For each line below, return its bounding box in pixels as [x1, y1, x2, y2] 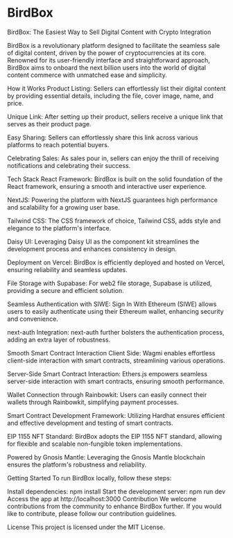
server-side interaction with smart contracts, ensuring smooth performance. [7, 377, 225, 385]
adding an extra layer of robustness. [7, 335, 111, 344]
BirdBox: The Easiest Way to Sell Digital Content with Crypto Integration [7, 28, 212, 36]
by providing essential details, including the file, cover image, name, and [7, 92, 214, 100]
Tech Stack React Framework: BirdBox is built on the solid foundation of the [7, 175, 223, 183]
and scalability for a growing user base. [7, 203, 120, 211]
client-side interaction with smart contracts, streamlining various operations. [7, 356, 225, 364]
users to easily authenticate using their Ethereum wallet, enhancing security [7, 307, 224, 315]
